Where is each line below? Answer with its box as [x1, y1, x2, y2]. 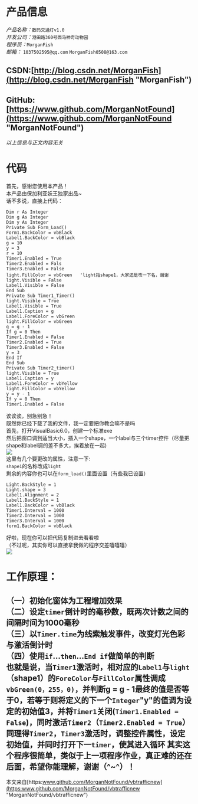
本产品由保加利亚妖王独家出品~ [6, 190, 82, 197]
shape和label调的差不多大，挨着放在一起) [6, 442, 107, 449]
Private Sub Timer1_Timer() [6, 293, 75, 299]
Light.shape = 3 [6, 487, 46, 493]
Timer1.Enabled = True [6, 256, 62, 262]
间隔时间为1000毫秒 [6, 617, 80, 627]
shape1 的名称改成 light [6, 463, 61, 470]
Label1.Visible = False [6, 283, 65, 289]
